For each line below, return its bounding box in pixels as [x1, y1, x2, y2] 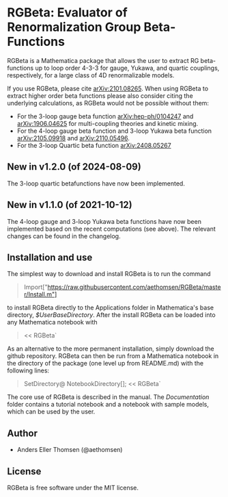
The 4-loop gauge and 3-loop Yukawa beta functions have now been [7, 217, 201, 225]
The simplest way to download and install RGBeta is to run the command [7, 270, 211, 278]
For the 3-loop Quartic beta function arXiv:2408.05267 [16, 141, 172, 149]
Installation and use [7, 251, 93, 263]
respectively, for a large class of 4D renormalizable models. [7, 71, 175, 79]
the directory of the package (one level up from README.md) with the [7, 359, 204, 368]
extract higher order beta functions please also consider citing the [7, 91, 193, 100]
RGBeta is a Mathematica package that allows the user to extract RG [7, 56, 199, 64]
